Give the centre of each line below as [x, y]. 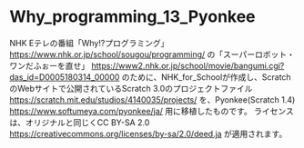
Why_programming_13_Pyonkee [133, 17]
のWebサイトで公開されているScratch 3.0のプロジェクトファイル [131, 88]
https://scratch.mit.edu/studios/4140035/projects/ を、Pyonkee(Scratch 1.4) [152, 99]
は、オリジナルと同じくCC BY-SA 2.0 [80, 122]
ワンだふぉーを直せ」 [49, 65]
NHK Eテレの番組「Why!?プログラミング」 [89, 43]
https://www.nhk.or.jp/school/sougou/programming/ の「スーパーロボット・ [152, 54]
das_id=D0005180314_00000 [65, 77]
